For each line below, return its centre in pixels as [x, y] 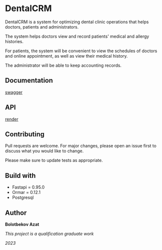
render [12, 119]
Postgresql [23, 198]
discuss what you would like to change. [44, 151]
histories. [14, 41]
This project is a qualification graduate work [49, 234]
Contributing [25, 134]
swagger [14, 92]
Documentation [29, 81]
